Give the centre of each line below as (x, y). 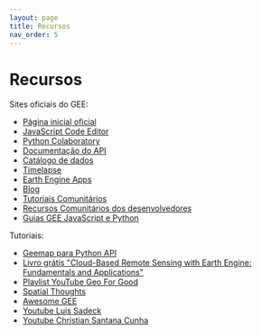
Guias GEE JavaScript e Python (81, 218)
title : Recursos (40, 26)
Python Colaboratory (61, 141)
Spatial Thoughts (54, 291)
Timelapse (42, 170)
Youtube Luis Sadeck (62, 311)
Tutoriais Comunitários (65, 199)
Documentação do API (64, 151)
